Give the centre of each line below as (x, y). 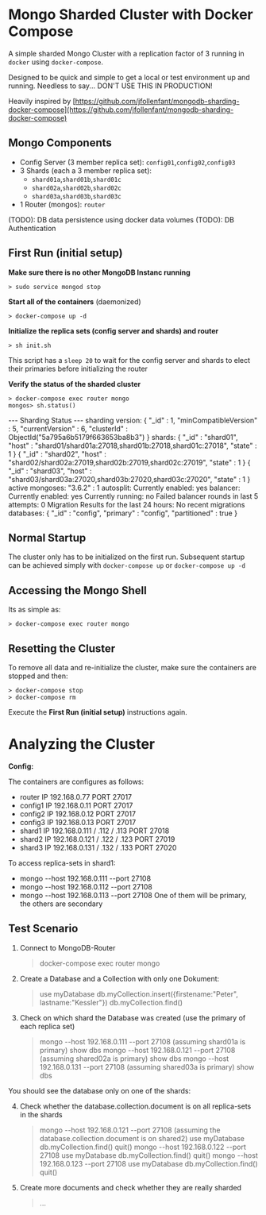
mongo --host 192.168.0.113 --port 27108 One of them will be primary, (133, 895)
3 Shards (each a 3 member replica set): (86, 170)
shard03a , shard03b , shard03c (76, 195)
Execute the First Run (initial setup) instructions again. (98, 712)
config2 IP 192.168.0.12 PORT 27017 (78, 814)
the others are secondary (61, 904)
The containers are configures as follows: (76, 781)
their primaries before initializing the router (78, 368)
